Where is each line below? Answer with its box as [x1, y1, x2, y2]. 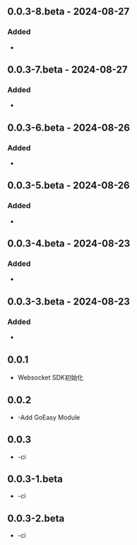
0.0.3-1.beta [7, 473, 64, 485]
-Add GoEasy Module [17, 413, 81, 422]
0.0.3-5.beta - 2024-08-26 [7, 180, 130, 192]
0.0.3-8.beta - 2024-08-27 [7, 6, 130, 18]
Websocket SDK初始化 [17, 373, 83, 382]
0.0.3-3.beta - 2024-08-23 [7, 295, 131, 307]
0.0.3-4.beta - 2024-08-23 [7, 238, 131, 250]
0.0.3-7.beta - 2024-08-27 [7, 64, 128, 76]
